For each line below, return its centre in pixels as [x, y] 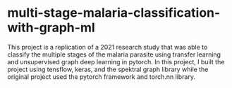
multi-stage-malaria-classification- [114, 13]
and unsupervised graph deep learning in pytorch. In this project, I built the [116, 61]
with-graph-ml [51, 28]
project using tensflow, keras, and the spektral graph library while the [108, 69]
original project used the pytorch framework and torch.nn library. [102, 76]
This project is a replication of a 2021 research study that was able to [108, 47]
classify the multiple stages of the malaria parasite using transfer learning [114, 54]
